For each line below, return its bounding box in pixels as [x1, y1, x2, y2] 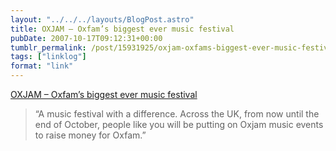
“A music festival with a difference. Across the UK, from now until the [34, 108, 320, 120]
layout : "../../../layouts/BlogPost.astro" [10, 14, 195, 25]
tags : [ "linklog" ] [10, 52, 87, 62]
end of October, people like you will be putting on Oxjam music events [34, 119, 324, 130]
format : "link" [10, 61, 74, 71]
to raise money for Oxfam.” [34, 129, 147, 141]
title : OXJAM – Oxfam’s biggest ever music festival [10, 24, 235, 34]
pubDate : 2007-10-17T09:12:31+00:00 [10, 33, 163, 43]
